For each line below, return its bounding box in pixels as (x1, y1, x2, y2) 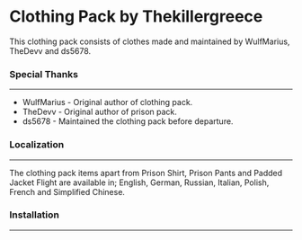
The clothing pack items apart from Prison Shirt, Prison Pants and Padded (9, 167, 283, 178)
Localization (9, 138, 65, 151)
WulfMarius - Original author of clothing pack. (22, 97, 193, 108)
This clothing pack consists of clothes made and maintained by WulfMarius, (9, 36, 290, 47)
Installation (9, 209, 60, 221)
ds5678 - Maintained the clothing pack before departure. (22, 116, 234, 127)
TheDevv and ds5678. (9, 45, 92, 56)
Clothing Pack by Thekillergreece (9, 6, 263, 27)
